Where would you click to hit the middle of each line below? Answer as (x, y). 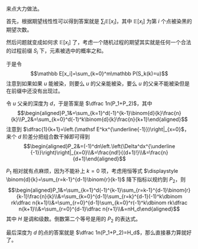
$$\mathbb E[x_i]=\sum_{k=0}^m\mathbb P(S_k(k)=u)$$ (99, 74)
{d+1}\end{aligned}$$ (99, 159)
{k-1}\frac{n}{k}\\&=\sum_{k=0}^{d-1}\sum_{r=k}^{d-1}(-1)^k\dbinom (99, 196)
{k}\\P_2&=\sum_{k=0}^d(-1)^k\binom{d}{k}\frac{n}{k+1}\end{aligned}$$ (99, 119)
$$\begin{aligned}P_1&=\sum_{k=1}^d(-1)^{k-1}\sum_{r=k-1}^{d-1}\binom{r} (99, 190)
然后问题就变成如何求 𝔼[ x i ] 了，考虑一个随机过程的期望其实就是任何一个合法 (99, 43)
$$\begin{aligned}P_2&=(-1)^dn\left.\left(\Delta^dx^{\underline (99, 146)
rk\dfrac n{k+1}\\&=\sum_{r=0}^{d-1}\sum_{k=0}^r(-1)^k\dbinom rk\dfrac (99, 202)
